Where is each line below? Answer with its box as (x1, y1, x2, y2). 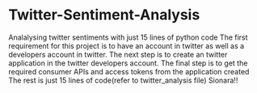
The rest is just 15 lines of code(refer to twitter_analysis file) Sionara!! (8, 75, 238, 85)
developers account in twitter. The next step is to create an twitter (8, 49, 228, 59)
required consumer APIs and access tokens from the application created (8, 66, 250, 76)
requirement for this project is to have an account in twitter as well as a (8, 40, 245, 50)
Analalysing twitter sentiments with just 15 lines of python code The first (8, 32, 248, 42)
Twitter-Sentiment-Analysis (8, 6, 200, 24)
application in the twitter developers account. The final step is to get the (8, 58, 248, 68)
